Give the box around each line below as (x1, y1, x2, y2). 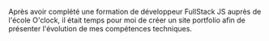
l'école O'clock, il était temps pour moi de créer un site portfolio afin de (8, 15, 246, 25)
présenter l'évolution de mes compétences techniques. (8, 24, 193, 33)
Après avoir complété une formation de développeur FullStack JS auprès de (8, 7, 262, 16)
